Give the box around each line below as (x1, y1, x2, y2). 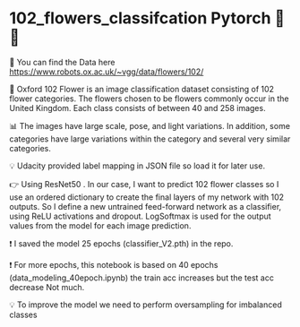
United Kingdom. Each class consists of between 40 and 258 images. (9, 102, 266, 113)
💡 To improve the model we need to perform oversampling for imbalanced (9, 299, 282, 310)
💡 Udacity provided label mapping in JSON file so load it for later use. (9, 160, 266, 171)
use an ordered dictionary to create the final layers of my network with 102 (9, 192, 285, 202)
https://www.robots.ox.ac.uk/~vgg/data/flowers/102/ (9, 66, 204, 77)
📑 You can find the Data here (9, 56, 116, 67)
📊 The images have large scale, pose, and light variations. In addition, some (9, 120, 291, 131)
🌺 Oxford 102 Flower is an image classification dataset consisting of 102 (9, 83, 275, 94)
